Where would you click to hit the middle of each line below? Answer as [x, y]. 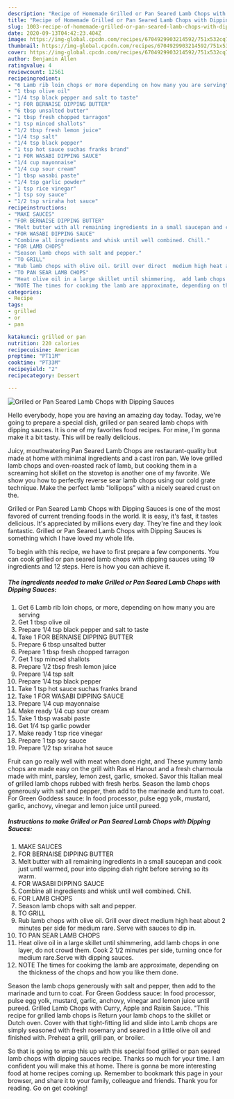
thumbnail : [24, 46]
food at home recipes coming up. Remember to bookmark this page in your [115, 1073]
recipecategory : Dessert [44, 376]
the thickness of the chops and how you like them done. [98, 972]
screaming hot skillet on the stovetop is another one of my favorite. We [109, 473]
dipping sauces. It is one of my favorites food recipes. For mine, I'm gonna [114, 429]
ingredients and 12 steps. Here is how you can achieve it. [89, 566]
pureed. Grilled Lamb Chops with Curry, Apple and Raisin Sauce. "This [109, 1008]
